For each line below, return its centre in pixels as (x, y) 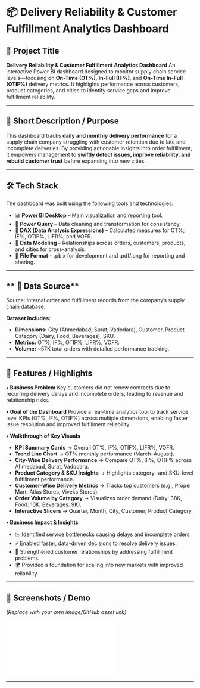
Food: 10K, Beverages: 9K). (48, 504)
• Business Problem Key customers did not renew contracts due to (88, 388)
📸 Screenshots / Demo (48, 598)
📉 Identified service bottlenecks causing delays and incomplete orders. (103, 534)
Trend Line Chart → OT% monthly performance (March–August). (94, 454)
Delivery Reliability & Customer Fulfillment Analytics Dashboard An (91, 65)
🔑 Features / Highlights (49, 373)
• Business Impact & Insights (42, 522)
